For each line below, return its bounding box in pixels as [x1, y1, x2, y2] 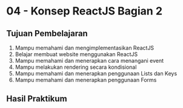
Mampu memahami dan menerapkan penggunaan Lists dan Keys [15, 70, 178, 77]
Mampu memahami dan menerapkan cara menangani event [15, 57, 164, 64]
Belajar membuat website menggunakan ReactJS [15, 51, 138, 58]
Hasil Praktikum [6, 94, 68, 104]
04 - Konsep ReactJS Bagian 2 [6, 4, 162, 18]
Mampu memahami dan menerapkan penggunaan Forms [15, 77, 157, 83]
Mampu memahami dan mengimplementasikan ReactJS [15, 44, 155, 51]
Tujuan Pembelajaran [6, 28, 88, 39]
